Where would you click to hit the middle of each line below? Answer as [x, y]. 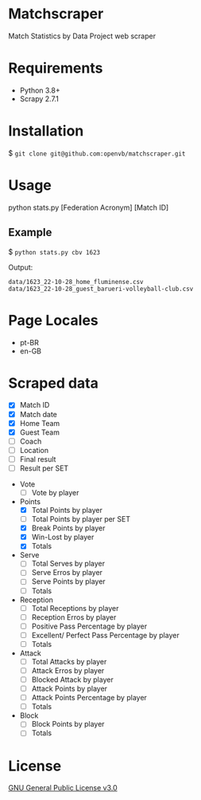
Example [30, 233]
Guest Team [39, 432]
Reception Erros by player [74, 617]
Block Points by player [68, 724]
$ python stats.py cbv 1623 [54, 251]
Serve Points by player [68, 581]
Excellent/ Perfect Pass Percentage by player [106, 635]
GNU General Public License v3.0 [63, 788]
